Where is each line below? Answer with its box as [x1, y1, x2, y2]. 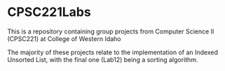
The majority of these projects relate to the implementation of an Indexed [7, 48, 219, 56]
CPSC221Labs [7, 4, 91, 20]
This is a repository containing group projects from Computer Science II [7, 27, 214, 35]
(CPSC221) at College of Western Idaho [7, 34, 121, 42]
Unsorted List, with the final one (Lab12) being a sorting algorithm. [7, 55, 198, 63]
